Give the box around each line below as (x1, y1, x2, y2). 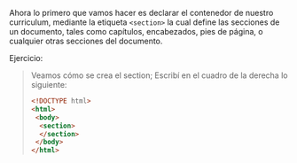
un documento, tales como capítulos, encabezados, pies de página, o (9, 27, 263, 36)
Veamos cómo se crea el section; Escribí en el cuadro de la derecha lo (30, 70, 288, 81)
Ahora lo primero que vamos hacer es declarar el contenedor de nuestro (9, 8, 274, 18)
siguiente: (30, 80, 67, 89)
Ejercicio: (9, 53, 43, 63)
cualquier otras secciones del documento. (9, 35, 163, 46)
